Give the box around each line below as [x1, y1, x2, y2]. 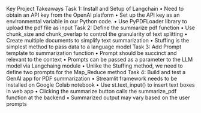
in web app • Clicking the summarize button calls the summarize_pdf [6, 88, 177, 94]
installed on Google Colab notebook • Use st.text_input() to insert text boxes [6, 81, 195, 88]
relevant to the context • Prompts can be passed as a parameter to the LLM [6, 56, 193, 63]
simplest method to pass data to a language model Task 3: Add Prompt [6, 43, 182, 50]
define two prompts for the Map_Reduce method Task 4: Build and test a [6, 69, 186, 75]
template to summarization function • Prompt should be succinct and [6, 50, 177, 56]
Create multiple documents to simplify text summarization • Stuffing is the [6, 37, 190, 44]
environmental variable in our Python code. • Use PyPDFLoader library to [6, 18, 187, 25]
